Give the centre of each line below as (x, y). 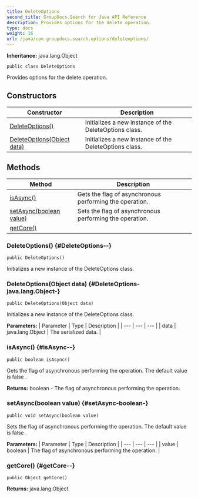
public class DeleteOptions (41, 67)
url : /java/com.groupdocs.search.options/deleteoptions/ (78, 39)
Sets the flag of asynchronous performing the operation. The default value (97, 426)
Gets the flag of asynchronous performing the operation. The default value (97, 370)
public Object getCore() (37, 478)
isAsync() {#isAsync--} (41, 347)
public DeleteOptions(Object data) (50, 304)
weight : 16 (20, 34)
